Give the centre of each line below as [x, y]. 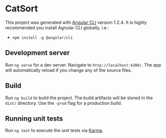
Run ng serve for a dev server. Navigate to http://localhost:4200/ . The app [83, 65]
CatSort [22, 9]
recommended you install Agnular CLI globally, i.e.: [57, 27]
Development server [38, 53]
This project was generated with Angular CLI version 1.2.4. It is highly [76, 22]
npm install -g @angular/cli [42, 38]
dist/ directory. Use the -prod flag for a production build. [64, 103]
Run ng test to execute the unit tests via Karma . [54, 131]
